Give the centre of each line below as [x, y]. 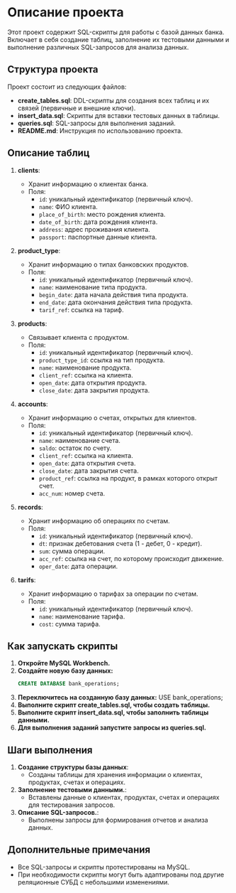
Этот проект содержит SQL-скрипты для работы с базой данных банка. [116, 32]
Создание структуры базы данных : [73, 767]
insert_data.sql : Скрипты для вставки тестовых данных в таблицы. [119, 115]
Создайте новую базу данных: [65, 671]
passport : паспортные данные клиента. [98, 237]
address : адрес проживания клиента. [94, 229]
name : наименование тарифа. [82, 616]
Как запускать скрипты [63, 646]
